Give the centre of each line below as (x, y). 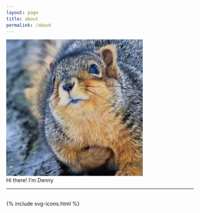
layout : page (22, 12)
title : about (22, 19)
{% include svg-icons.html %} (43, 204)
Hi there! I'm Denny (30, 180)
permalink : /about (29, 25)
